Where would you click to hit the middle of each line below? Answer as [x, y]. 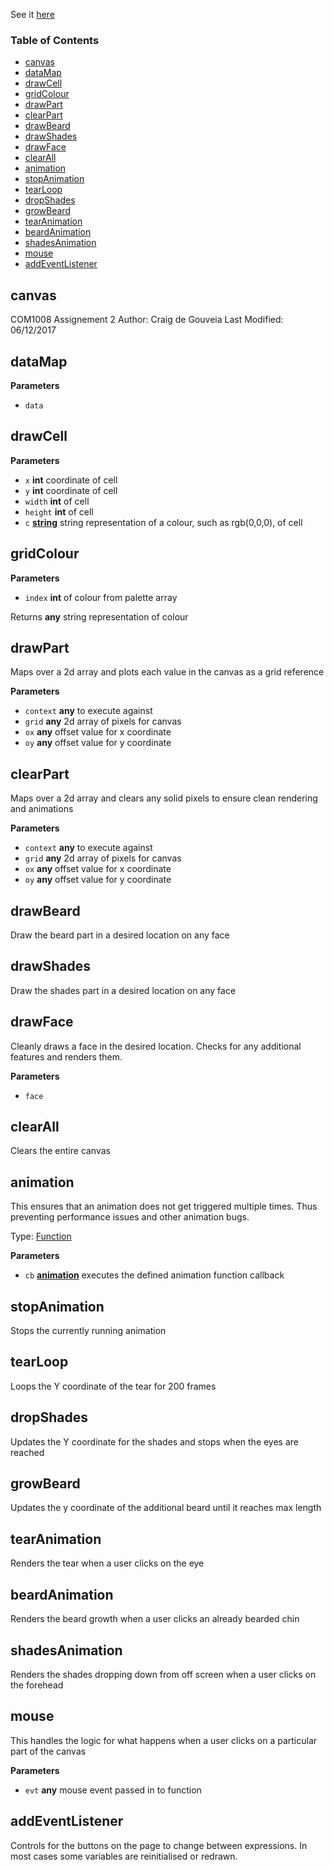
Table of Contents [55, 40]
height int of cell [59, 511]
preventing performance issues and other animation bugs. [130, 1217]
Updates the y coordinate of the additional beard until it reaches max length [166, 1508]
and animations [42, 809]
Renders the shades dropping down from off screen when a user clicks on [163, 1674]
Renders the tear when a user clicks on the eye [107, 1563]
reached [27, 1452]
